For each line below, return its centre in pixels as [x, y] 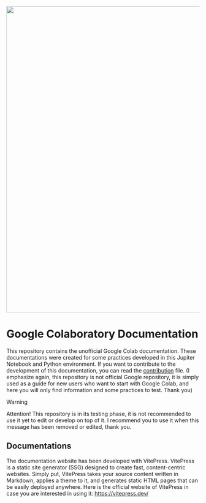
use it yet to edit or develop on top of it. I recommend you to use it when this [103, 420]
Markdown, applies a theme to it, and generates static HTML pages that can [102, 480]
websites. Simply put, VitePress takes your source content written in [93, 474]
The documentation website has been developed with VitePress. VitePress [101, 461]
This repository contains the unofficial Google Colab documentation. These [101, 351]
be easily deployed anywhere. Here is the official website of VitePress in [97, 486]
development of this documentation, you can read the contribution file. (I [98, 370]
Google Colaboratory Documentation [102, 334]
